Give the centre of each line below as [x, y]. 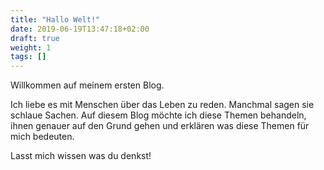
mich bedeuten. [42, 137]
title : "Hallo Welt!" [55, 19]
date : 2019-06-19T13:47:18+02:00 [80, 29]
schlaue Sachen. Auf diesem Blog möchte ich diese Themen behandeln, [158, 115]
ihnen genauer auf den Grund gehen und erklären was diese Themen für [160, 126]
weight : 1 [31, 47]
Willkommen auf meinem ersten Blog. [87, 85]
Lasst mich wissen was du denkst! [81, 156]
